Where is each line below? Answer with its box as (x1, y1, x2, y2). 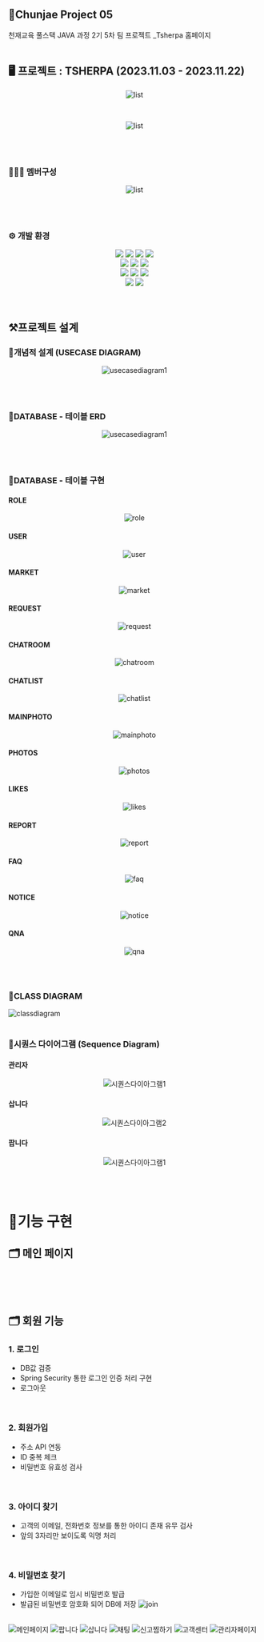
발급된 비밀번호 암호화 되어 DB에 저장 (19, 1600, 137, 1609)
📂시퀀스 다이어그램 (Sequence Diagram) (8, 1038, 160, 1049)
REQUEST (8, 603, 42, 613)
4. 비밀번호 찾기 (8, 1569, 66, 1580)
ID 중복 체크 (19, 1452, 58, 1461)
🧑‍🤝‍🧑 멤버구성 (8, 166, 58, 177)
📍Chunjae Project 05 (8, 8, 114, 22)
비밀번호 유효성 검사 (19, 1462, 82, 1472)
